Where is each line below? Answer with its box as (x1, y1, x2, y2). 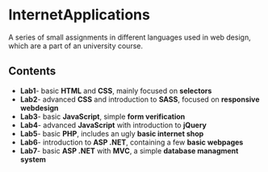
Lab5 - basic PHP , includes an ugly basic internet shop (19, 128, 204, 138)
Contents (8, 65, 57, 78)
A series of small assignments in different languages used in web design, (8, 32, 252, 42)
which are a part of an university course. (8, 40, 144, 50)
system (19, 154, 47, 164)
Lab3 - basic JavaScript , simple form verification (19, 111, 186, 121)
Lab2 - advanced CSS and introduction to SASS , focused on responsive (19, 94, 260, 104)
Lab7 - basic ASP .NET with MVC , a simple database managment (19, 145, 239, 155)
